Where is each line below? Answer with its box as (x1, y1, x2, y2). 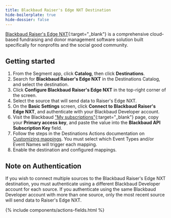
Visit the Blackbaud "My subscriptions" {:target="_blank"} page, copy (12, 114, 159, 121)
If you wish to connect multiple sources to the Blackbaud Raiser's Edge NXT (5, 175, 166, 181)
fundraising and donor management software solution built (19, 36, 143, 43)
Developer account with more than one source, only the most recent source (5, 192, 165, 197)
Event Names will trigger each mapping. (12, 142, 97, 148)
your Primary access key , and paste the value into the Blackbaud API (12, 120, 161, 126)
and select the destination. (12, 82, 69, 88)
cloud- (150, 31, 164, 37)
